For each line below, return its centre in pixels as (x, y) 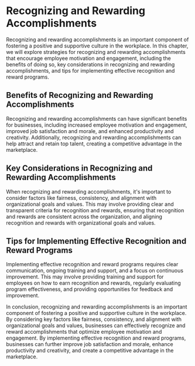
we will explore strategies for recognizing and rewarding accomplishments (96, 52)
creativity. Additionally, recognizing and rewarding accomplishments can (94, 137)
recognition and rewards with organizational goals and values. (81, 223)
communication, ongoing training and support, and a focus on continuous (95, 270)
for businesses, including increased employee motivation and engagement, (97, 125)
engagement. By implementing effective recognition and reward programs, (96, 338)
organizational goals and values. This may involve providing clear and (90, 204)
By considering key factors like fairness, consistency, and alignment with (94, 319)
